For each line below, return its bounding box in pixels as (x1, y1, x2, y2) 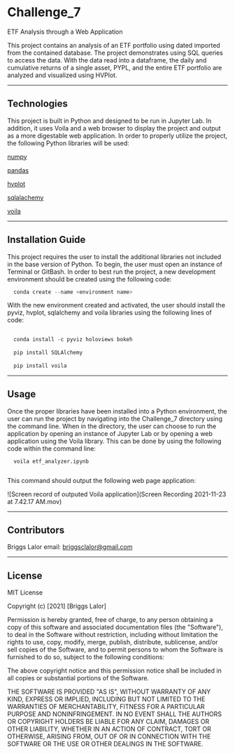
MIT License (7, 588, 43, 597)
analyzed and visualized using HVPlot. (7, 71, 117, 79)
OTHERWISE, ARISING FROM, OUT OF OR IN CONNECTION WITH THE (7, 732, 211, 741)
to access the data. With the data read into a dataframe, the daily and (7, 55, 207, 64)
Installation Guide (7, 234, 86, 246)
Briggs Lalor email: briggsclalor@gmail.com (7, 543, 133, 551)
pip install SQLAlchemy (13, 349, 83, 357)
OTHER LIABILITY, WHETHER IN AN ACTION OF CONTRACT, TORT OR (7, 725, 211, 734)
